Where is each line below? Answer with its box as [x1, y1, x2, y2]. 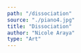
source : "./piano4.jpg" [7, 17, 76, 23]
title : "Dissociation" [7, 23, 72, 30]
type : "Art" [7, 36, 41, 43]
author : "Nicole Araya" [7, 29, 76, 36]
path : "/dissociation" [7, 10, 72, 17]
